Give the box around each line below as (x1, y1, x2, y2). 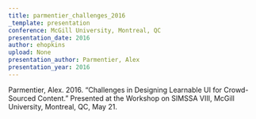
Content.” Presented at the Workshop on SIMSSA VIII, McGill (37, 93, 235, 103)
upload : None (8, 48, 52, 56)
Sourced (8, 93, 36, 103)
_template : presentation (8, 19, 90, 27)
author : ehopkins (8, 41, 66, 49)
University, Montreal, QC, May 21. (8, 102, 117, 111)
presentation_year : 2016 (8, 63, 90, 71)
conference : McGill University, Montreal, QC (8, 26, 161, 34)
